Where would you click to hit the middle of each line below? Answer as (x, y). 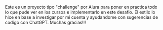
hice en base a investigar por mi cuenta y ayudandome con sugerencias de (81, 17)
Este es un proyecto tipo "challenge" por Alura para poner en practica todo (81, 7)
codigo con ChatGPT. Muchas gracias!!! (46, 22)
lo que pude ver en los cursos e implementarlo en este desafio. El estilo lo (80, 12)
